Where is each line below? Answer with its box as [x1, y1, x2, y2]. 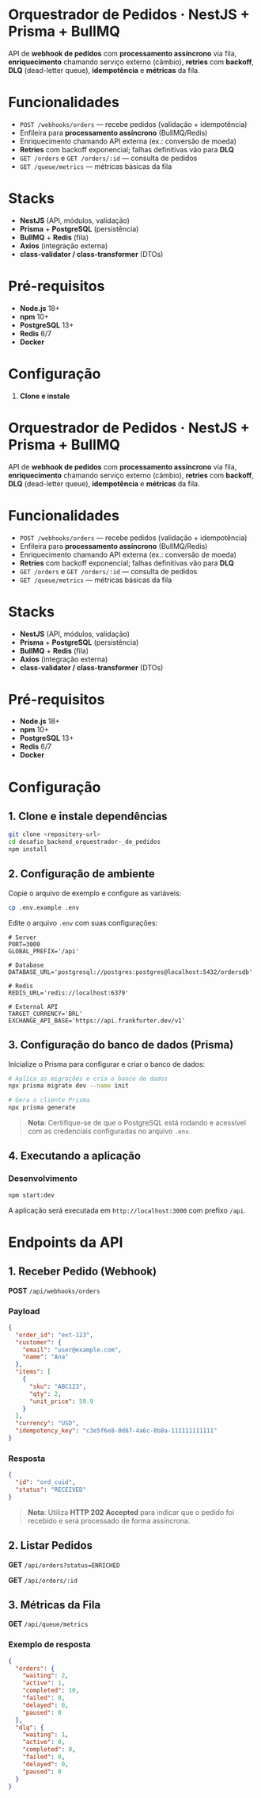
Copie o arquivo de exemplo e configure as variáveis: [8, 888, 182, 898]
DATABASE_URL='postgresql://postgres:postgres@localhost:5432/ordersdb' [8, 968, 253, 976]
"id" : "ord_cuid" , [15, 1478, 77, 1486]
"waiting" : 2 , [22, 1672, 69, 1680]
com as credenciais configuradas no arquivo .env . [27, 1126, 191, 1136]
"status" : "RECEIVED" [15, 1486, 87, 1493]
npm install [8, 845, 47, 853]
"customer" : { [15, 1338, 62, 1346]
